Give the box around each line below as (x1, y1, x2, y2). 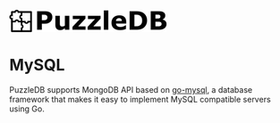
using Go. (9, 103, 45, 114)
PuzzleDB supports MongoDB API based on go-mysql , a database (9, 84, 253, 94)
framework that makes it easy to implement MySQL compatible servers (9, 94, 271, 104)
